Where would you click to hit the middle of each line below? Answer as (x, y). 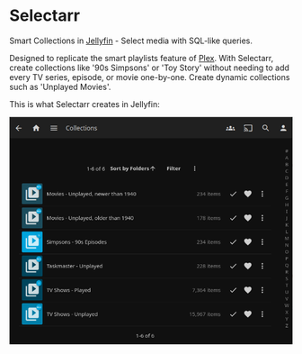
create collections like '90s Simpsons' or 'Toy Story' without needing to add (150, 68)
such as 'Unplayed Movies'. (60, 86)
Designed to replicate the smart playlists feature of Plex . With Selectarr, (142, 58)
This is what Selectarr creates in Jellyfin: (84, 104)
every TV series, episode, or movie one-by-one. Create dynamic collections (150, 77)
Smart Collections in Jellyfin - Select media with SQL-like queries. (131, 41)
